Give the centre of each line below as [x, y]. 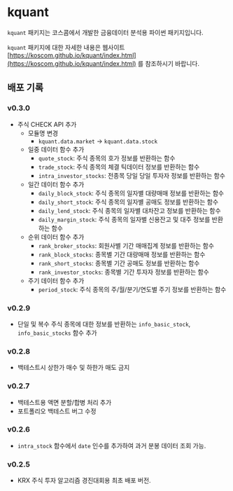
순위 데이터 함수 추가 [56, 237]
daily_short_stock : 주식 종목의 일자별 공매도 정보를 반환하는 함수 [128, 202]
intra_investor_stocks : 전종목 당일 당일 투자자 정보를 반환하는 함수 [132, 175]
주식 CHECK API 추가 [47, 124]
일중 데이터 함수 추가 [56, 149]
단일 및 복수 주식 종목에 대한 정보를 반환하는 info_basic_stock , [104, 324]
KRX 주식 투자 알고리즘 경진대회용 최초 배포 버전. [84, 480]
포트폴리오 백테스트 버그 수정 [57, 411]
